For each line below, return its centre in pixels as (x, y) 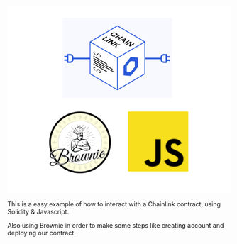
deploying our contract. (42, 233)
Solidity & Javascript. (38, 211)
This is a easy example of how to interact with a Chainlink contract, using (114, 204)
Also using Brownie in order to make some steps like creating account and (116, 225)
